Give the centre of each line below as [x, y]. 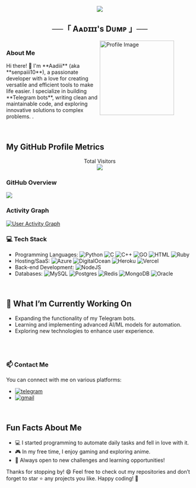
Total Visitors [100, 161]
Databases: [29, 273]
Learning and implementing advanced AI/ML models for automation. [98, 324]
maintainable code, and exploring [47, 104]
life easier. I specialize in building [47, 91]
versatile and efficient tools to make [50, 85]
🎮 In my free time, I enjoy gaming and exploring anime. [83, 451]
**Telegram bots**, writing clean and [52, 98]
